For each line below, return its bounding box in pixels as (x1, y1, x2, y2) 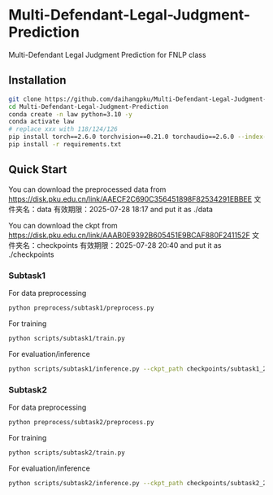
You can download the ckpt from (8, 220, 118, 230)
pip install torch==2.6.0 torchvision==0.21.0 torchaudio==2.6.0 (8, 132, 234, 141)
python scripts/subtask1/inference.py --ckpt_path (8, 364, 184, 373)
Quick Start (8, 163, 67, 176)
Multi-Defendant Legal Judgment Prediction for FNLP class (8, 50, 206, 59)
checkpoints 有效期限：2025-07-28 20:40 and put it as (36, 240, 222, 250)
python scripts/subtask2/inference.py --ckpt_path (8, 479, 184, 487)
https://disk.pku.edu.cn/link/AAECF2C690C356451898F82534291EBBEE (8, 193, 253, 204)
